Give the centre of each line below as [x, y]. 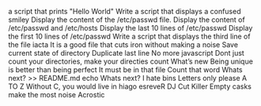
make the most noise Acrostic [57, 95]
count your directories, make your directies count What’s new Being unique [130, 61]
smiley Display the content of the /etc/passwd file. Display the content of [127, 20]
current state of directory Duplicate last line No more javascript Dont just [127, 53]
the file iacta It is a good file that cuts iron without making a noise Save [123, 45]
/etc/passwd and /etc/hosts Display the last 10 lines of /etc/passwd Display [130, 28]
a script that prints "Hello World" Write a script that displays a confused [125, 11]
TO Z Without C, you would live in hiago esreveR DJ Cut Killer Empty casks [130, 86]
